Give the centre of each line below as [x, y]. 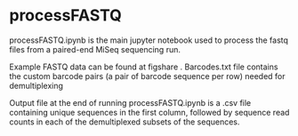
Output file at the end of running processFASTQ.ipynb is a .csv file [130, 102]
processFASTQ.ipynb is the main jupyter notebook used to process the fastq [149, 40]
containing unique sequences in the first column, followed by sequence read [149, 112]
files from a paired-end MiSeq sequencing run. [95, 49]
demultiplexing [36, 85]
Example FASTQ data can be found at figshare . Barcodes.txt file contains [144, 67]
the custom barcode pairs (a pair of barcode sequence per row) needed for [147, 76]
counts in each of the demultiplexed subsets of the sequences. [125, 122]
